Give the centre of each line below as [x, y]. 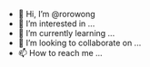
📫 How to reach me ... [60, 53]
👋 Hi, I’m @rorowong [56, 14]
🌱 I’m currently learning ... [66, 33]
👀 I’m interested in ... [56, 24]
